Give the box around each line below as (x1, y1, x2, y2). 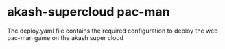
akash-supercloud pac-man (7, 4, 170, 20)
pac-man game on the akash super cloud (7, 33, 123, 42)
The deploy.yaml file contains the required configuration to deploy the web (7, 27, 218, 35)
